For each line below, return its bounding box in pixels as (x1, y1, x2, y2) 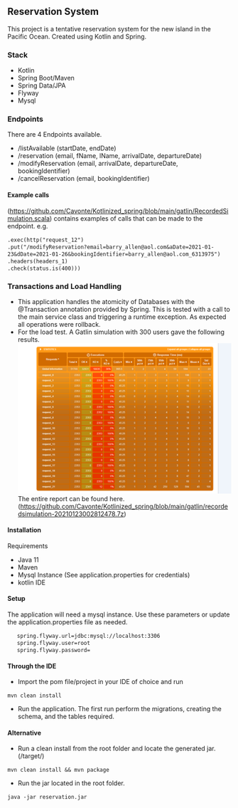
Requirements (7, 541, 48, 550)
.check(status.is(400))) (7, 265, 81, 272)
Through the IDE (7, 661, 57, 670)
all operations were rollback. (17, 320, 101, 328)
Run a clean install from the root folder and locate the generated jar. (17, 744, 216, 753)
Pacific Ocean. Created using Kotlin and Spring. (7, 32, 147, 41)
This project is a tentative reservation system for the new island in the (7, 24, 211, 33)
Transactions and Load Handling (7, 281, 122, 291)
